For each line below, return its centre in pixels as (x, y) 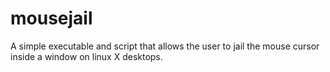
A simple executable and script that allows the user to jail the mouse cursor (165, 46)
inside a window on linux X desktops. (86, 56)
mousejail (51, 18)
